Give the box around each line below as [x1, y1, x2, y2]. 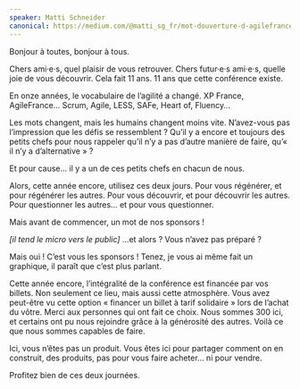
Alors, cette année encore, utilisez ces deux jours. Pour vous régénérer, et [9, 180, 282, 190]
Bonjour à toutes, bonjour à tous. [9, 46, 129, 56]
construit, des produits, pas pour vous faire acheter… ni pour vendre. [9, 352, 262, 363]
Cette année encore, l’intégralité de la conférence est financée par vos [9, 278, 270, 289]
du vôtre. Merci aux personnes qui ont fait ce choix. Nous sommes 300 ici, [9, 306, 284, 317]
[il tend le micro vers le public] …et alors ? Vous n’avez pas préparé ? [9, 233, 262, 244]
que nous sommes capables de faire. [9, 326, 146, 336]
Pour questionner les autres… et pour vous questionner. [9, 199, 214, 210]
